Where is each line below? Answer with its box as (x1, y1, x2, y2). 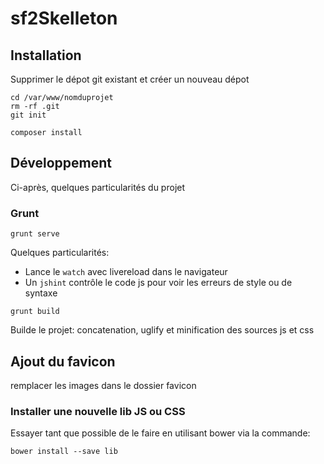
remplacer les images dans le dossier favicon (10, 379, 197, 391)
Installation (10, 47, 82, 64)
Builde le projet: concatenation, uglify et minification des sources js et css (10, 324, 315, 336)
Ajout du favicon (10, 353, 116, 370)
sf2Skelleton (10, 7, 118, 30)
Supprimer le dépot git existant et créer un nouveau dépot (10, 73, 250, 85)
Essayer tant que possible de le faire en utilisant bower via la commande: (10, 427, 311, 439)
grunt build (10, 307, 60, 317)
